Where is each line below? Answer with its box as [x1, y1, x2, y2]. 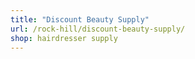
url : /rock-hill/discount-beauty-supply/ [10, 24, 186, 34]
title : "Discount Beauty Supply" [10, 14, 150, 25]
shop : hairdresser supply [10, 33, 118, 43]
